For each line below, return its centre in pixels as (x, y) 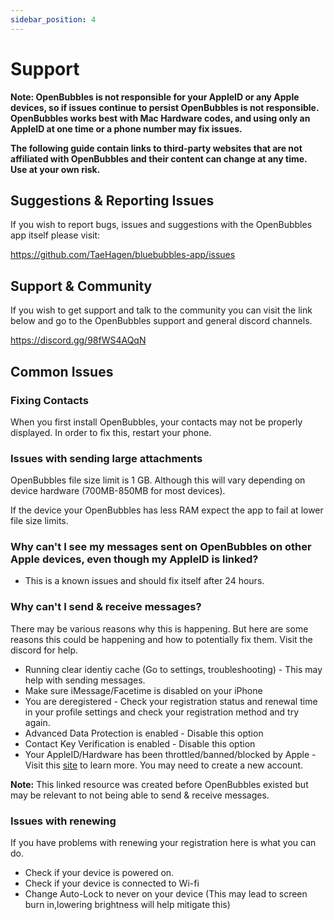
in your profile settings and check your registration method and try (162, 712)
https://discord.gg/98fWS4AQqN (78, 340)
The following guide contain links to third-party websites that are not (156, 148)
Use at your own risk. (55, 169)
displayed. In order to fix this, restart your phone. (111, 432)
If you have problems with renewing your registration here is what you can (163, 843)
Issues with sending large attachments (106, 458)
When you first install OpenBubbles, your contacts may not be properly (156, 422)
